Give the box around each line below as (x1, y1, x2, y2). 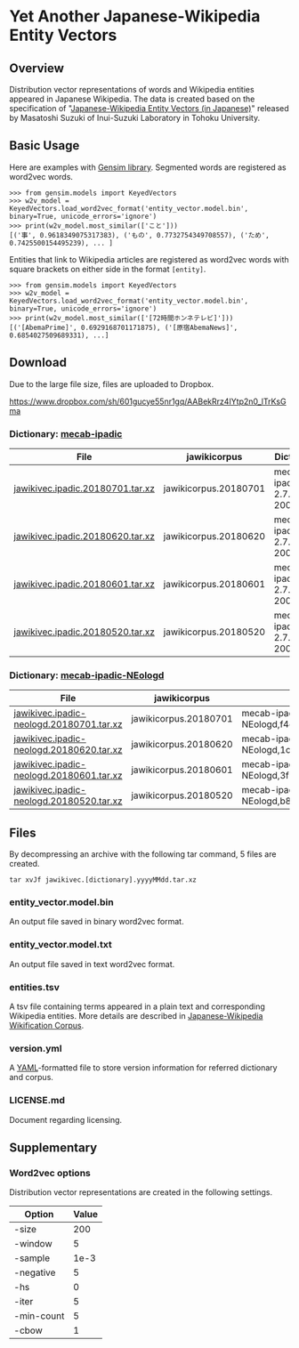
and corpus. (9, 1072, 53, 1083)
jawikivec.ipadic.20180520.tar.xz (13, 626, 156, 638)
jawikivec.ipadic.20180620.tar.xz (13, 529, 156, 542)
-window (13, 1238, 53, 1250)
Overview (9, 61, 65, 76)
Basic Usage (9, 138, 80, 153)
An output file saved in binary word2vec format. (9, 916, 184, 927)
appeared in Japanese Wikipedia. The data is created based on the (9, 93, 255, 104)
